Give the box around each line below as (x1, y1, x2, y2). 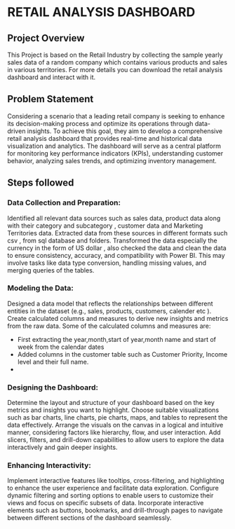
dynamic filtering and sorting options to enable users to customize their (7, 491, 214, 500)
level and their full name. (17, 357, 89, 366)
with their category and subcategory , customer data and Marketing (7, 221, 203, 230)
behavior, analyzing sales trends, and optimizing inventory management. (7, 156, 217, 165)
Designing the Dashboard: (7, 383, 99, 392)
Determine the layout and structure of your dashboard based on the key (7, 399, 215, 407)
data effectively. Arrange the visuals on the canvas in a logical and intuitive (7, 421, 224, 430)
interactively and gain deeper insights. (7, 443, 118, 452)
